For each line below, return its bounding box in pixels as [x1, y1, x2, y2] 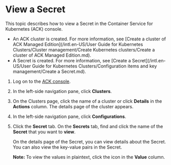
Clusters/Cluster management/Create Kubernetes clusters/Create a [12, 46, 155, 53]
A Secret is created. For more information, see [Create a [12, 57, 132, 63]
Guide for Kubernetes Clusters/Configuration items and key [32, 63, 157, 69]
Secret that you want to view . [12, 129, 76, 135]
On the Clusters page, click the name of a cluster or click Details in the [12, 98, 162, 104]
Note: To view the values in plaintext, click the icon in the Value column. [12, 154, 165, 160]
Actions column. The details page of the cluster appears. [12, 103, 134, 109]
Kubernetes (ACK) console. [5, 26, 63, 32]
